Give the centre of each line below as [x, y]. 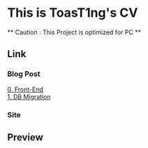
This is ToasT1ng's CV [73, 13]
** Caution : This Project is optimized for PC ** [74, 32]
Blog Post [24, 74]
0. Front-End [25, 89]
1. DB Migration [29, 96]
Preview [25, 137]
